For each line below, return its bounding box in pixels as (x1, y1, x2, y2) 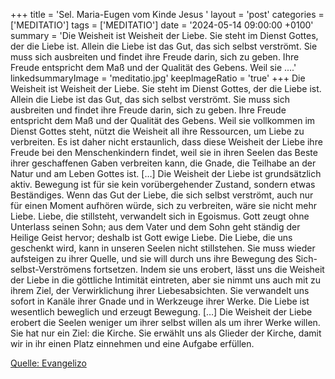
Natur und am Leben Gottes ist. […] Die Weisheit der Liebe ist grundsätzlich (10, 168, 322, 179)
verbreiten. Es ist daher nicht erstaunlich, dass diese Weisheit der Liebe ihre (10, 136, 323, 148)
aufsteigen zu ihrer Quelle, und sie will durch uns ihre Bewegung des (10, 253, 293, 264)
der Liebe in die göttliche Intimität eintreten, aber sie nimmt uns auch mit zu (10, 274, 321, 286)
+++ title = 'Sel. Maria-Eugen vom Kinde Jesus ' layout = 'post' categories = (10, 9, 325, 20)
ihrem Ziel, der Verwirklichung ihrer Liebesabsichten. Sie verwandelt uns (10, 285, 310, 296)
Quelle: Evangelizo (10, 357, 87, 369)
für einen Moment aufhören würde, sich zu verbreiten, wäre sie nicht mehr (10, 200, 317, 211)
